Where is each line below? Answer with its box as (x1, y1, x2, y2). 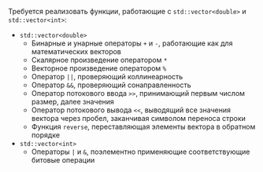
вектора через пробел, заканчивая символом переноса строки (31, 114, 246, 123)
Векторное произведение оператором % (31, 64, 167, 73)
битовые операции (31, 156, 95, 164)
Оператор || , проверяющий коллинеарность (31, 72, 183, 81)
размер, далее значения (31, 97, 114, 106)
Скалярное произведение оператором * (31, 55, 168, 64)
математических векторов (31, 47, 122, 56)
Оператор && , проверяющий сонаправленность (31, 80, 191, 90)
